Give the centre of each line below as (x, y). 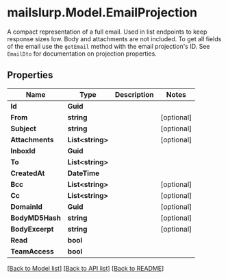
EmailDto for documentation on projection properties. (82, 54)
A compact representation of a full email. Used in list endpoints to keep (107, 32)
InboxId (23, 150)
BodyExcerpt (32, 229)
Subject (23, 129)
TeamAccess (32, 251)
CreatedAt (28, 173)
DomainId (27, 206)
